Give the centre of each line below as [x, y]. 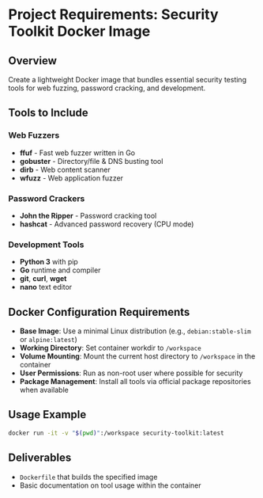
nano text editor [46, 287]
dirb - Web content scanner [65, 169]
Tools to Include [48, 113]
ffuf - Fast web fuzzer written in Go [77, 153]
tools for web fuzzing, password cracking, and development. [107, 88]
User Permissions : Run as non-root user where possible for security [131, 373]
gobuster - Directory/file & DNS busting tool [91, 161]
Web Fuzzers [34, 135]
